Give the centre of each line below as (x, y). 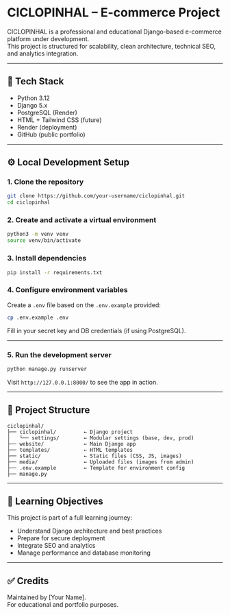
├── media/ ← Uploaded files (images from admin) (101, 462)
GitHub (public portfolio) (51, 134)
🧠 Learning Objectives (55, 501)
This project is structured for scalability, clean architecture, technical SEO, (112, 46)
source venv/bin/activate (44, 241)
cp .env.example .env (38, 317)
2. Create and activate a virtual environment (82, 220)
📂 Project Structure (49, 410)
